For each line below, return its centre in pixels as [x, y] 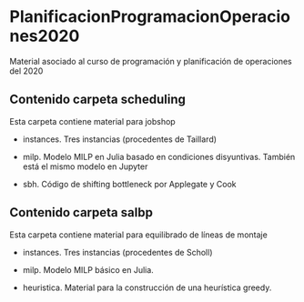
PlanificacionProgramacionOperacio [150, 17]
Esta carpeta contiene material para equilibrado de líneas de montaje [139, 235]
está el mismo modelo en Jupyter [85, 166]
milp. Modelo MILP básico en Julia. [88, 269]
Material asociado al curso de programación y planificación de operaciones [151, 61]
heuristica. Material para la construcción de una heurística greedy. [147, 287]
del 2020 [26, 71]
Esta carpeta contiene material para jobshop [92, 121]
